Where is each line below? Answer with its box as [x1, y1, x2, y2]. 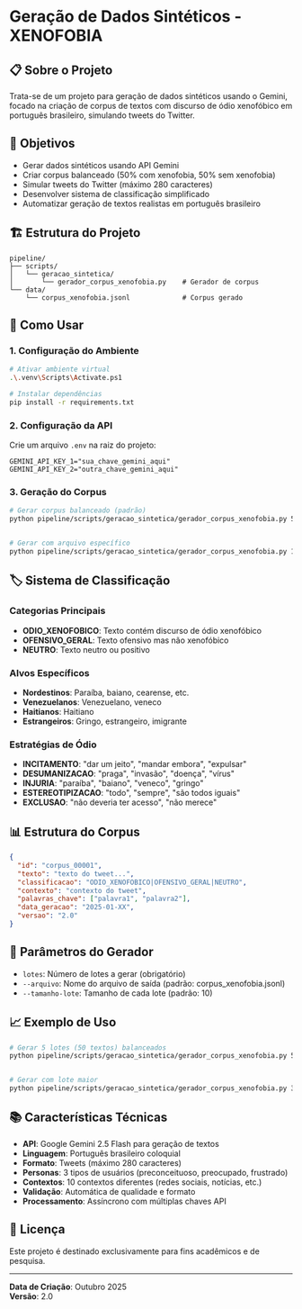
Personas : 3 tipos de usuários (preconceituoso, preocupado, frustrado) [22, 1167, 289, 1178]
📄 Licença [9, 1222, 66, 1237]
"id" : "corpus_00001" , [17, 861, 102, 870]
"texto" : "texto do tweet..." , [17, 869, 135, 879]
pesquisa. [9, 1255, 46, 1266]
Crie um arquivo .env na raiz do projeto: [9, 439, 156, 451]
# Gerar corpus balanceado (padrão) [9, 506, 147, 515]
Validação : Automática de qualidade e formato [22, 1186, 196, 1196]
